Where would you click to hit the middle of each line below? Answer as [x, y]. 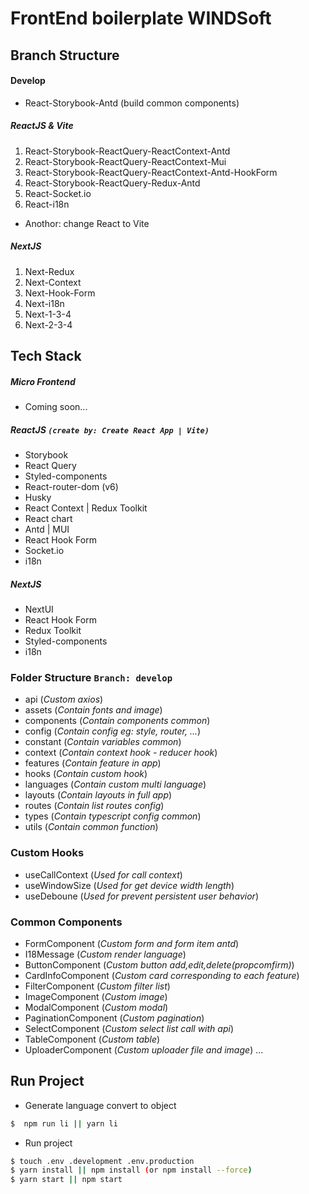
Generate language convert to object [100, 1105]
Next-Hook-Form [60, 293]
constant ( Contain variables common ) [103, 742]
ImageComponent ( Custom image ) [96, 996]
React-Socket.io [58, 193]
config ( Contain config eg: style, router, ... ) [113, 731]
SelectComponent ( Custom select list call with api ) [129, 1028]
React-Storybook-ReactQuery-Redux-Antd [112, 183]
